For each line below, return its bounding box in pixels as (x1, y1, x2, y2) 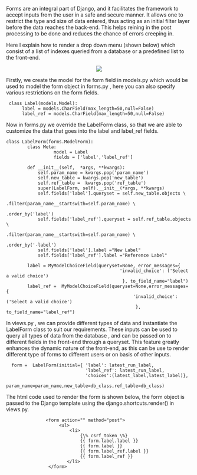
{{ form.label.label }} (80, 438, 139, 444)
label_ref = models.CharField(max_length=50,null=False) (21, 111, 165, 117)
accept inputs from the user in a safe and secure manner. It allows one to (6, 11, 184, 18)
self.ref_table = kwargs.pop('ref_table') (37, 180, 146, 186)
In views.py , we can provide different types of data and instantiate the (6, 320, 178, 326)
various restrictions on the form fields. (6, 89, 99, 96)
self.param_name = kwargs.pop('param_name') (37, 170, 149, 176)
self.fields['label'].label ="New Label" (37, 247, 142, 253)
